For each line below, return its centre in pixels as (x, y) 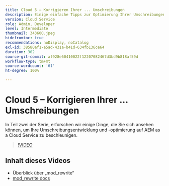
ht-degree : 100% (22, 71)
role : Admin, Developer (30, 24)
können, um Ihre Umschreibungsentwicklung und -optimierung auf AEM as (83, 130)
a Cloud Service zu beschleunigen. (41, 135)
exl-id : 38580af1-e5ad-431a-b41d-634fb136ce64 (55, 47)
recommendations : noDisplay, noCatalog (47, 43)
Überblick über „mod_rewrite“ (43, 173)
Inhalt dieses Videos (38, 161)
